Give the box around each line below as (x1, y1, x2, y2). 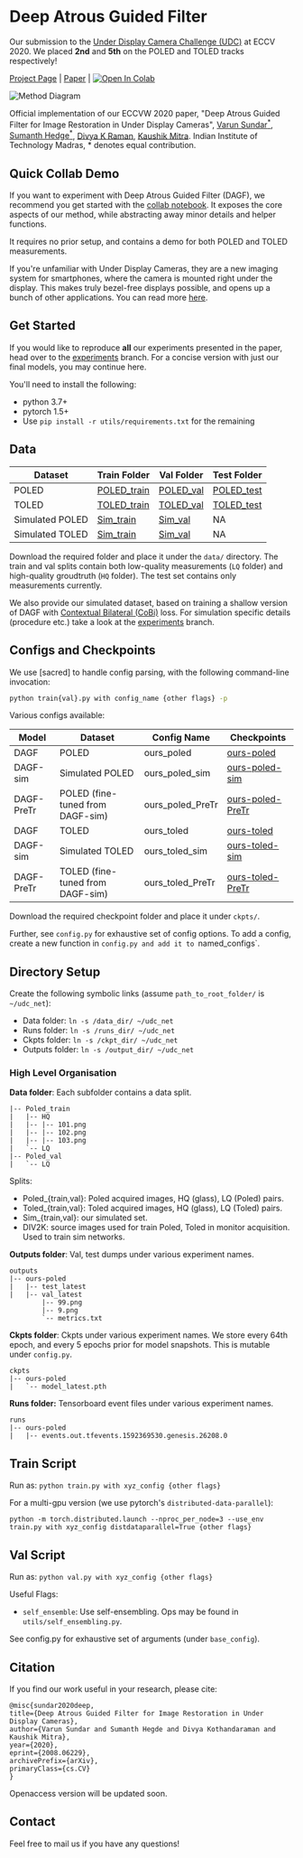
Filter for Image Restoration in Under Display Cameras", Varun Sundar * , (9, 117, 273, 130)
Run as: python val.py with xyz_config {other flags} (9, 1572, 214, 1583)
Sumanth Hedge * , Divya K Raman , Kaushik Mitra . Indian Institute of (9, 128, 259, 141)
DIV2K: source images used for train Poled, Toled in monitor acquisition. (22, 1222, 290, 1233)
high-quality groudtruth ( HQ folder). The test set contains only (9, 570, 237, 581)
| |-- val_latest (9, 1290, 83, 1300)
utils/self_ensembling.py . (22, 1616, 123, 1627)
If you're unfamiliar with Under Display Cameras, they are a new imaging (9, 264, 279, 275)
